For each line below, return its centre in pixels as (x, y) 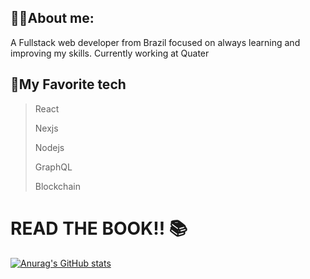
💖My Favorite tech (68, 84)
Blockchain (57, 186)
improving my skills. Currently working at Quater (110, 53)
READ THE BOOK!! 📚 (99, 228)
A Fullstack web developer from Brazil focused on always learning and (155, 42)
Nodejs (49, 147)
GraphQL (53, 167)
